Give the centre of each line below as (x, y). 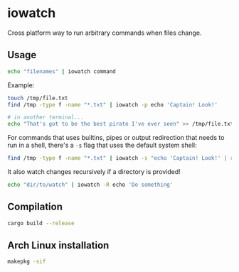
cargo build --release (41, 223)
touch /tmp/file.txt (38, 98)
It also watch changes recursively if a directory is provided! (94, 172)
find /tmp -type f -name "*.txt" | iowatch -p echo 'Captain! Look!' (113, 104)
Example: (21, 85)
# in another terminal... (46, 118)
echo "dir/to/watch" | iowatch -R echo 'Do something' (90, 185)
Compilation (35, 207)
